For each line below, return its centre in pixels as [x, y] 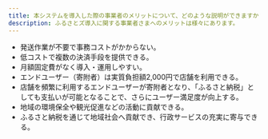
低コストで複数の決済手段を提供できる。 [86, 57]
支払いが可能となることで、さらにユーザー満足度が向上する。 [142, 97]
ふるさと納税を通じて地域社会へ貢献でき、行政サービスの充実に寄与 [132, 117]
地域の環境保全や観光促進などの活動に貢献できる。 [104, 107]
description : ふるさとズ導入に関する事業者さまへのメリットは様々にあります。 [124, 23]
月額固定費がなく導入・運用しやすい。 [83, 67]
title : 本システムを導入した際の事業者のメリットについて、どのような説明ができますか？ [137, 16]
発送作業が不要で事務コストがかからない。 [90, 47]
